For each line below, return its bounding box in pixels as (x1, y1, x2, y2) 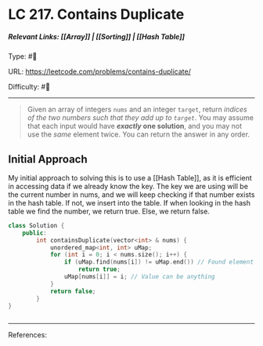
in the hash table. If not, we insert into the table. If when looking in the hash (8, 198, 250, 207)
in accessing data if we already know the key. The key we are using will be (8, 181, 249, 191)
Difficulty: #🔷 (8, 82, 51, 92)
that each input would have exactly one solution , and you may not (27, 122, 243, 131)
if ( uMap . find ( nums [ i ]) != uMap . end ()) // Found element (63, 258, 254, 266)
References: (8, 330, 47, 340)
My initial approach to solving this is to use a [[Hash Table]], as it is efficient (8, 173, 252, 182)
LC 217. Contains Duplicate (8, 5, 185, 24)
